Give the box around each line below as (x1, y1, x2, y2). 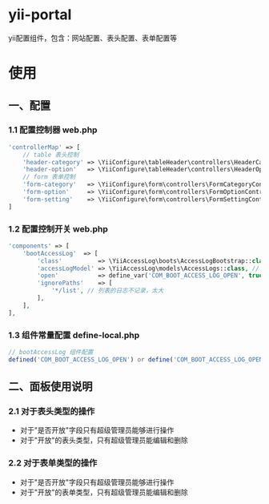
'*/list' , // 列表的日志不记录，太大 (50, 287, 164, 295)
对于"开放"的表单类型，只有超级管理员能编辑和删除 (19, 487, 188, 497)
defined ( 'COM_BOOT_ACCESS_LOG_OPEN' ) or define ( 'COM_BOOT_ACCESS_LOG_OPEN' (8, 355, 267, 364)
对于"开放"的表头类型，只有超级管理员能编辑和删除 (19, 435, 188, 446)
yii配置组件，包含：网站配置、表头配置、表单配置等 (8, 33, 178, 42)
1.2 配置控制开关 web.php (8, 223, 108, 234)
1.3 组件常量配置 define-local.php (8, 329, 140, 341)
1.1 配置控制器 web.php (8, 124, 98, 135)
